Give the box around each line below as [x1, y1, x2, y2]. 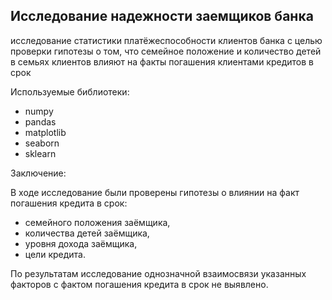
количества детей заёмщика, [24, 227, 150, 239]
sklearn [24, 147, 57, 159]
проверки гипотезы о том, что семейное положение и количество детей [10, 45, 322, 57]
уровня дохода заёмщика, [24, 237, 138, 249]
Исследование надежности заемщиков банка [10, 8, 314, 25]
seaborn [24, 137, 60, 149]
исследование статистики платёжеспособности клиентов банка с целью [10, 34, 323, 46]
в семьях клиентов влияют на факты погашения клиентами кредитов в [10, 55, 314, 68]
